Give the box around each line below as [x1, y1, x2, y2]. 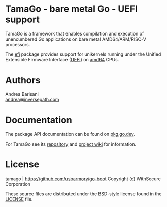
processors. [5, 41, 30, 47]
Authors [5, 75, 41, 86]
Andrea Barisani [5, 91, 39, 97]
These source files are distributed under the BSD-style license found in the [5, 191, 162, 197]
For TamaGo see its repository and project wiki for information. [5, 141, 137, 147]
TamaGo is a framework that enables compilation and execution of [5, 30, 144, 37]
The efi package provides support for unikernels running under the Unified [5, 51, 161, 57]
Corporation [5, 181, 30, 187]
